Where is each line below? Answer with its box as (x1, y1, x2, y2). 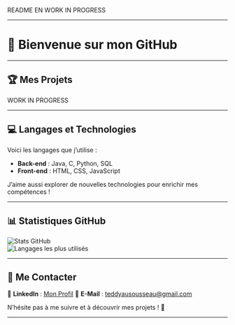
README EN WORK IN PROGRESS (7, 6, 106, 14)
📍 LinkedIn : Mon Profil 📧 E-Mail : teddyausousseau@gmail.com (7, 289, 192, 298)
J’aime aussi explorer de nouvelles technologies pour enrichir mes (7, 180, 198, 188)
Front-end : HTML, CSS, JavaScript (17, 167, 121, 175)
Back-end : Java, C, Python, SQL (17, 159, 113, 167)
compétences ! (7, 188, 50, 196)
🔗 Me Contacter (7, 271, 77, 283)
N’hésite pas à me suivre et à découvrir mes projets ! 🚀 (7, 303, 166, 312)
